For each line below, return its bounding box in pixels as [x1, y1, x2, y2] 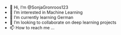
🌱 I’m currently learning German [9, 15, 74, 20]
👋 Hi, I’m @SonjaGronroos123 [9, 5, 69, 10]
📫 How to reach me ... [9, 25, 55, 30]
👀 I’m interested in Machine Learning [9, 9, 83, 15]
